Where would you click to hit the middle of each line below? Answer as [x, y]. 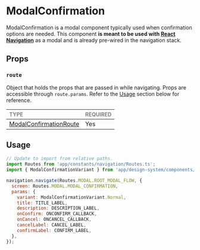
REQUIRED [99, 114]
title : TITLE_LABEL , [42, 203]
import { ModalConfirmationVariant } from [60, 170]
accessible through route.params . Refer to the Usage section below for [93, 94]
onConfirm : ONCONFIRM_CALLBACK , [57, 214]
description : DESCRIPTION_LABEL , [58, 208]
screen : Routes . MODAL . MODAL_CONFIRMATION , [65, 186]
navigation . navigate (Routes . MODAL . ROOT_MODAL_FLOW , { [74, 181]
